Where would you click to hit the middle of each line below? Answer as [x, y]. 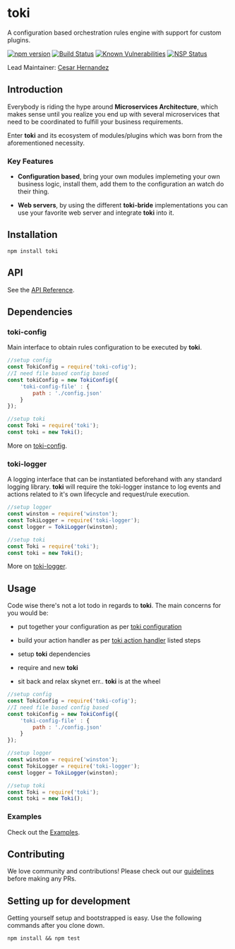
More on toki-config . [37, 446]
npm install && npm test [44, 938]
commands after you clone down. [56, 926]
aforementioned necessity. [46, 143]
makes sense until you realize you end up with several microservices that [114, 114]
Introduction [35, 90]
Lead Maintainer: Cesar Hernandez [58, 67]
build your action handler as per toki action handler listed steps [109, 640]
